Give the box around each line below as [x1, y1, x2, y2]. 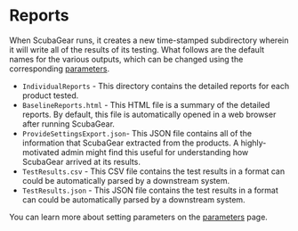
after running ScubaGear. [21, 118, 116, 129]
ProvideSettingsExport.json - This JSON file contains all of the [21, 128, 252, 138]
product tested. [21, 90, 79, 101]
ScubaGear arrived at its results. [21, 156, 141, 167]
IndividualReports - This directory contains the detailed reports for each [21, 80, 290, 91]
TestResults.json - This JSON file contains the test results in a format [21, 185, 278, 195]
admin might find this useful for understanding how [60, 146, 249, 157]
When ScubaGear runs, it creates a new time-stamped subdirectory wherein [9, 35, 289, 45]
